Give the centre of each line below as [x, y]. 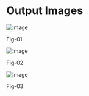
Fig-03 [15, 86]
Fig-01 [14, 39]
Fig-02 [15, 63]
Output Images [45, 11]
